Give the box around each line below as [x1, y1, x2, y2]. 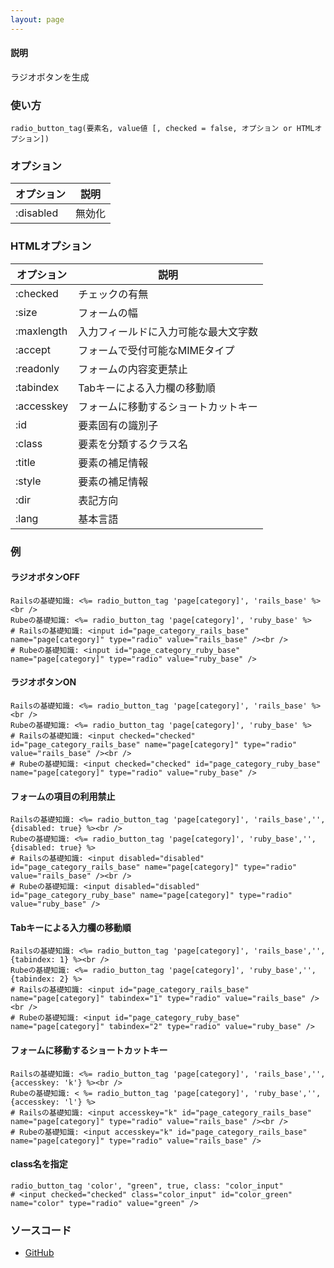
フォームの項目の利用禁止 [10, 790, 116, 802]
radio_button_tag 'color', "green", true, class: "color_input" [10, 1181, 284, 1191]
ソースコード [10, 1223, 72, 1237]
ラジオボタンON [10, 676, 77, 688]
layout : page [10, 14, 65, 25]
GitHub [24, 1247, 55, 1259]
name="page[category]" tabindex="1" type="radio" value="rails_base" [10, 994, 307, 1004]
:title [15, 455, 36, 469]
